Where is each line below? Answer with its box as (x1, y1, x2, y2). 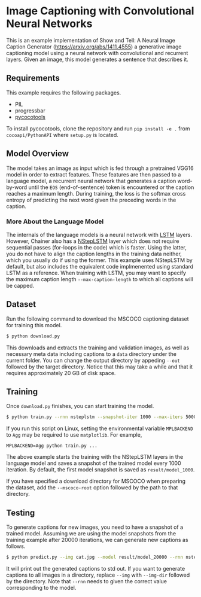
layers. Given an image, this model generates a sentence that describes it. (6, 56, 188, 63)
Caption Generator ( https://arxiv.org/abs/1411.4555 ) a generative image (6, 43, 182, 50)
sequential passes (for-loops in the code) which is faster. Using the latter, (6, 243, 187, 251)
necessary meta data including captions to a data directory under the (6, 350, 176, 357)
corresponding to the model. (6, 584, 77, 591)
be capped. (6, 282, 35, 289)
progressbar (14, 106, 46, 114)
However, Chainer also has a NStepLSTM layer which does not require (6, 237, 179, 245)
